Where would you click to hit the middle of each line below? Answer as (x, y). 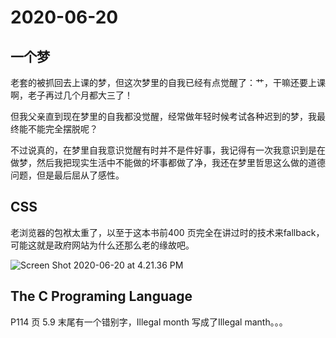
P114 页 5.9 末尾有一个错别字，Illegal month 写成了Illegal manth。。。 (149, 322)
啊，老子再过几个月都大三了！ (71, 95)
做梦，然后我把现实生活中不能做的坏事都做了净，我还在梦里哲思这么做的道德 (168, 162)
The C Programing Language (101, 296)
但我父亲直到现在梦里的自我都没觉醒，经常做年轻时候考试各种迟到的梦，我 (163, 116)
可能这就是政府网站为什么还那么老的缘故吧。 (102, 245)
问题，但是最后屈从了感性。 (67, 175)
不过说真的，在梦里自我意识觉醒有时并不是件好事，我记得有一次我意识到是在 (168, 150)
